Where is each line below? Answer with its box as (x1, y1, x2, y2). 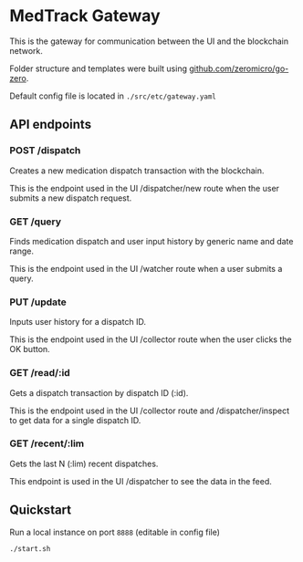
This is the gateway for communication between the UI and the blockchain (9, 36, 289, 47)
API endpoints (9, 117, 92, 132)
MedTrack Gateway (9, 5, 162, 26)
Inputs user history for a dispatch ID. (9, 317, 146, 328)
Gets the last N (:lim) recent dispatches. (9, 458, 159, 469)
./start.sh (9, 544, 51, 553)
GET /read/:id (9, 367, 70, 380)
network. (9, 45, 44, 56)
